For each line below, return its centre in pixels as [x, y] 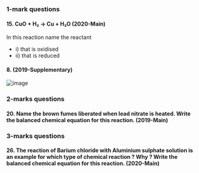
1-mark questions [33, 9]
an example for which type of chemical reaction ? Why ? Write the [92, 157]
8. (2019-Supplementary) [40, 70]
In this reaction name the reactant [49, 37]
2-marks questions [36, 99]
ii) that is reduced [37, 56]
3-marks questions [36, 136]
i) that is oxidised [37, 49]
